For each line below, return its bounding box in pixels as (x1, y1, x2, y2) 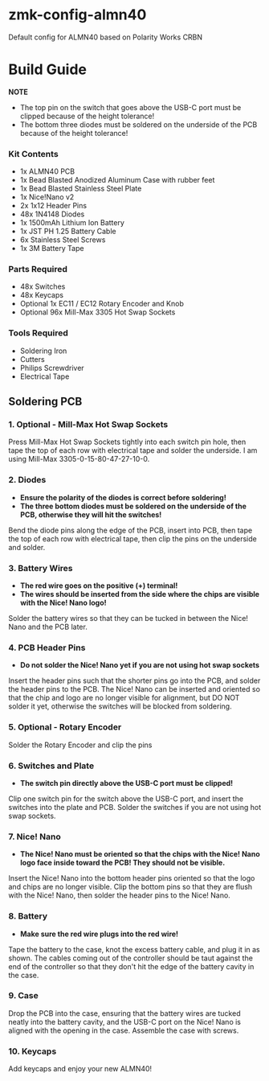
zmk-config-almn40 (8, 6, 147, 24)
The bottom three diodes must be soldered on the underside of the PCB (19, 119, 258, 129)
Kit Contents (8, 148, 59, 159)
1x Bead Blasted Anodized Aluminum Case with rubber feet (19, 175, 215, 185)
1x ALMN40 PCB (19, 166, 75, 176)
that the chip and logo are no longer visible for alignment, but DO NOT (8, 693, 240, 703)
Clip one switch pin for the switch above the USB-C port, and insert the (8, 794, 243, 804)
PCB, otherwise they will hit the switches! (19, 509, 162, 520)
